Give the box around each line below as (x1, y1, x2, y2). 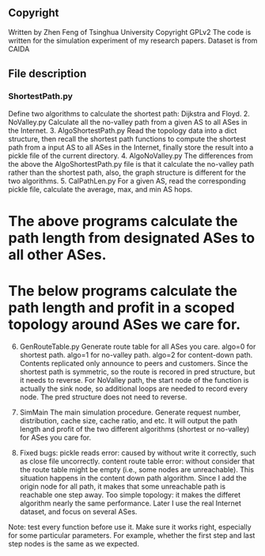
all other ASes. (8, 245, 107, 263)
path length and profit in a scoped (8, 298, 235, 316)
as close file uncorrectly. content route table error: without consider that (19, 456, 256, 466)
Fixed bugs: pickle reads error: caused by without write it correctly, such (19, 448, 257, 457)
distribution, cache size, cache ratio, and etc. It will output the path (19, 415, 237, 426)
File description (8, 67, 87, 81)
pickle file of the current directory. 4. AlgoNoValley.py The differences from (8, 150, 253, 161)
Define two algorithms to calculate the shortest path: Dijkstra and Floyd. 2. (8, 108, 251, 118)
